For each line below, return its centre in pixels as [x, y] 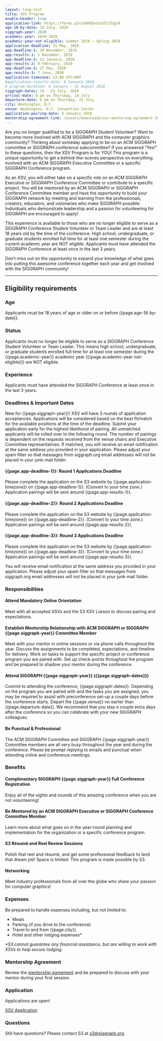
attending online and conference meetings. [48, 755]
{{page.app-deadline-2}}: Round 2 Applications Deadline [64, 503]
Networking [17, 870]
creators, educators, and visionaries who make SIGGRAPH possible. [73, 203]
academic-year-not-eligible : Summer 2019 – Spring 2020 [63, 41]
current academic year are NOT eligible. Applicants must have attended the [81, 244]
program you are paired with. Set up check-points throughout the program [79, 659]
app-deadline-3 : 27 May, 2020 [36, 69]
